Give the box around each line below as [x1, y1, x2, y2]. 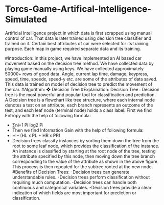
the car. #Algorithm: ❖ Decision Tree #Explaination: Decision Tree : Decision [5, 86, 160, 92]
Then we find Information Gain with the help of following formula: [12, 127, 144, 133]
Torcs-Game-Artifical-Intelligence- [5, 3, 152, 15]
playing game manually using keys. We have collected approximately [5, 65, 144, 72]
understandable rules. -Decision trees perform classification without [12, 174, 150, 180]
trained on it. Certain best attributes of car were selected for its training [5, 40, 149, 46]
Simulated [5, 14, 47, 25]
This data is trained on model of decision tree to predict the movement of [5, 81, 153, 87]
